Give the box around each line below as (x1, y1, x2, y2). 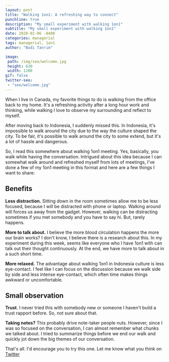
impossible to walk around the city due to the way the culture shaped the (5, 128, 157, 134)
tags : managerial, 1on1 (5, 41, 55, 46)
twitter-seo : (5, 78, 33, 83)
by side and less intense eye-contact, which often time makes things (5, 271, 148, 277)
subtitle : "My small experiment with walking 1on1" (5, 26, 116, 31)
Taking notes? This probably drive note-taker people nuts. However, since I (5, 320, 163, 326)
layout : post (5, 7, 33, 13)
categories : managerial (5, 36, 55, 41)
